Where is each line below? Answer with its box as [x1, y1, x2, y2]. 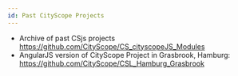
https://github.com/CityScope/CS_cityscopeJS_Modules [18, 41, 205, 51]
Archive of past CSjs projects [18, 33, 116, 43]
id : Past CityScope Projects [7, 11, 105, 20]
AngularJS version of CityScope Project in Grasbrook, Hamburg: [18, 50, 231, 59]
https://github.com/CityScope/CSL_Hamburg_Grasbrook [18, 59, 205, 68]
